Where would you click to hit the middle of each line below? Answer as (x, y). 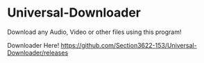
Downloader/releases (38, 53)
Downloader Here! (33, 45)
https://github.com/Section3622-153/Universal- (129, 45)
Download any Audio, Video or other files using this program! (94, 32)
